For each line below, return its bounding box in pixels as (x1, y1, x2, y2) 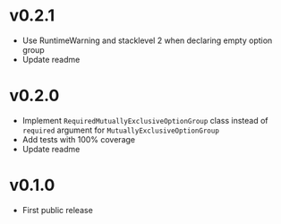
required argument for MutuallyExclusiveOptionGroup (21, 125, 219, 135)
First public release (21, 204, 94, 215)
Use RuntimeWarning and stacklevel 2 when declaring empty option (21, 35, 273, 46)
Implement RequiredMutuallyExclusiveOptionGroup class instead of (21, 115, 268, 125)
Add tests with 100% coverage (21, 134, 136, 144)
